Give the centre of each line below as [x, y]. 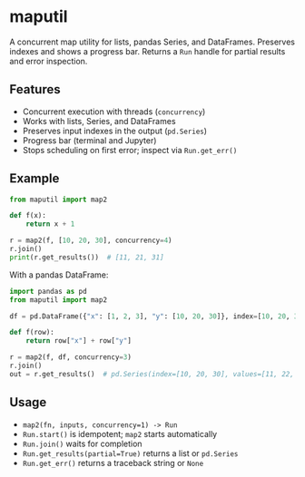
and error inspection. [49, 61]
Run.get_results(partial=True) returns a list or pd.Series [130, 453]
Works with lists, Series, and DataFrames [99, 121]
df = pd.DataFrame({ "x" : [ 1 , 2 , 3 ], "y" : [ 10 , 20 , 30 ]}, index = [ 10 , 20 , [150, 316]
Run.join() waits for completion [82, 443]
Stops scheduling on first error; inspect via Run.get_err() [130, 150]
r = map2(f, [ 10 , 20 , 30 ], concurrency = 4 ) [91, 241]
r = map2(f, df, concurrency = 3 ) [70, 357]
